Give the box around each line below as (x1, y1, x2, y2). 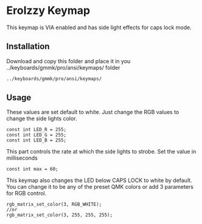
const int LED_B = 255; (6, 137, 67, 143)
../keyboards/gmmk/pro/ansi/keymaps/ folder (6, 64, 120, 71)
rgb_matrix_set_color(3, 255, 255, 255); (6, 212, 113, 219)
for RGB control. (6, 189, 47, 197)
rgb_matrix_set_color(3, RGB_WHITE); (6, 202, 102, 208)
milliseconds (6, 154, 38, 161)
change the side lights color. (6, 115, 77, 122)
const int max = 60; (6, 166, 59, 172)
